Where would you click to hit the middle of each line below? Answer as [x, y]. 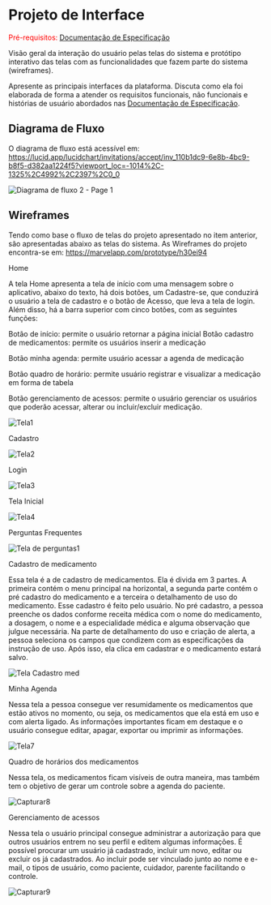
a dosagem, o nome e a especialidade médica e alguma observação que [129, 623]
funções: [23, 318]
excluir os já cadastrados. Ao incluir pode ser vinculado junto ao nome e [129, 859]
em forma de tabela [41, 382]
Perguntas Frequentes [45, 532]
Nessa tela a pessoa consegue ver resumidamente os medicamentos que [131, 704]
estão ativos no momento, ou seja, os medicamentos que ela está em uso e [134, 713]
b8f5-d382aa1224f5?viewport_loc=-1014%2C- [86, 165]
